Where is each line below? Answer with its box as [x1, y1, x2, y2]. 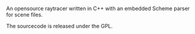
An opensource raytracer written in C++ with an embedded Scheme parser [6, 5, 190, 12]
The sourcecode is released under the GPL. [6, 23, 113, 29]
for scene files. [6, 11, 43, 18]
